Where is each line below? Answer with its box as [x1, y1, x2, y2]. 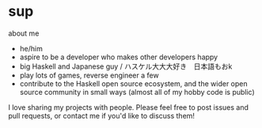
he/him [19, 43, 44, 53]
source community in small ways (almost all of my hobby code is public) [19, 87, 255, 96]
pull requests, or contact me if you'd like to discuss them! [8, 111, 196, 120]
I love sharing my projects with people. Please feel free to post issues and [8, 102, 249, 112]
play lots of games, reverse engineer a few [19, 70, 160, 80]
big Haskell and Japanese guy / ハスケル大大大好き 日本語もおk [19, 62, 233, 71]
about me [8, 28, 40, 38]
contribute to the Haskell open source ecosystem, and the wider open [19, 78, 248, 88]
